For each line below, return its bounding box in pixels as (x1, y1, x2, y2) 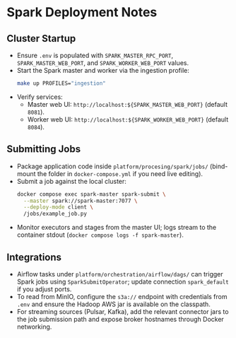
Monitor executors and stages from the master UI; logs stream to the (16, 223, 217, 232)
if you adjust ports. (16, 285, 72, 293)
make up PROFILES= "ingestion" (16, 80, 107, 87)
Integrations (6, 251, 61, 263)
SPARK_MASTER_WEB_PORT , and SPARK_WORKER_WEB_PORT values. (16, 59, 189, 67)
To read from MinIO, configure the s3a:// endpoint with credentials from (16, 293, 228, 301)
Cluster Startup (6, 33, 76, 45)
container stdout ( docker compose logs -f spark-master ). (16, 231, 184, 239)
